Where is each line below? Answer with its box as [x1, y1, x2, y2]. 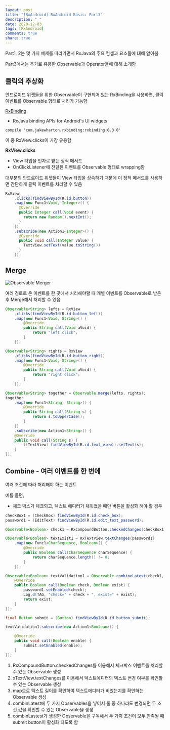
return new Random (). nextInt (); [23, 214, 92, 220]
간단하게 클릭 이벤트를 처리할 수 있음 [10, 181, 82, 187]
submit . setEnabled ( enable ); [23, 643, 82, 648]
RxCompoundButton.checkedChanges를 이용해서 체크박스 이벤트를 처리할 [12, 662, 163, 668]
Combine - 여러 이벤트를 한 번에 [5, 467, 101, 476]
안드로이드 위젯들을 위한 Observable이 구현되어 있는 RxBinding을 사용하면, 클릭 [5, 92, 163, 98]
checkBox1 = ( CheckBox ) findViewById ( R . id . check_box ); [5, 513, 123, 518]
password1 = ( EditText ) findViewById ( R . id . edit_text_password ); [5, 518, 144, 523]
